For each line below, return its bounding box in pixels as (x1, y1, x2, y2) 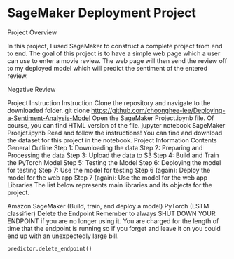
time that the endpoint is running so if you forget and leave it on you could (7, 224, 221, 232)
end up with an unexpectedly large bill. (7, 232, 119, 240)
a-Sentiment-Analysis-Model (7, 114, 91, 122)
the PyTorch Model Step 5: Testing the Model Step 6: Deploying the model (7, 158, 221, 166)
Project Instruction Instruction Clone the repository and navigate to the (7, 98, 211, 107)
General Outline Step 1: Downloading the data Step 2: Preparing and (7, 143, 203, 152)
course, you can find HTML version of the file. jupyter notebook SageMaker (7, 121, 226, 129)
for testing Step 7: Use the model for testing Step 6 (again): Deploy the (7, 166, 211, 174)
